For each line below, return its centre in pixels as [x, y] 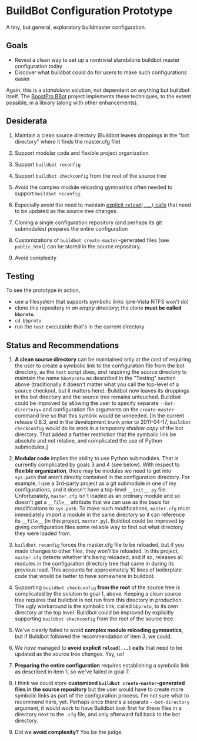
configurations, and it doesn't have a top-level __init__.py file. [91, 490]
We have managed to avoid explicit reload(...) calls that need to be [98, 648]
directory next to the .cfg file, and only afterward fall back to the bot [97, 715]
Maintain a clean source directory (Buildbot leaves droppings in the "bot [102, 135]
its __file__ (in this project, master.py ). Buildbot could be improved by [100, 521]
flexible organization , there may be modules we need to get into [93, 471]
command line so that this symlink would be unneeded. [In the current [99, 416]
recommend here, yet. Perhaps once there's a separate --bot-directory [102, 702]
